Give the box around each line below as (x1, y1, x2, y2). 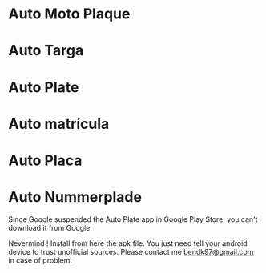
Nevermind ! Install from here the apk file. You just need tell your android (8, 238, 248, 248)
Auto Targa (8, 42, 84, 60)
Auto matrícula (8, 114, 110, 133)
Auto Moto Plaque (8, 5, 131, 23)
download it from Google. (8, 223, 92, 232)
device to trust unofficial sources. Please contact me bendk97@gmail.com (8, 247, 254, 256)
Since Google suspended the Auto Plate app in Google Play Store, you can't (8, 214, 258, 224)
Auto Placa (8, 151, 83, 169)
